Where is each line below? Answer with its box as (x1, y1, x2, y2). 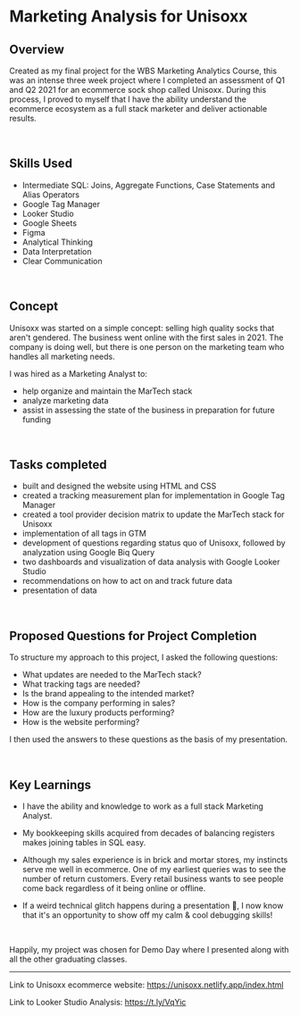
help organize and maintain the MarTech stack (21, 386, 193, 396)
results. (9, 113, 37, 123)
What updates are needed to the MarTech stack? (21, 670, 203, 680)
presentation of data (21, 585, 97, 595)
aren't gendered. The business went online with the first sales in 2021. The (9, 332, 284, 343)
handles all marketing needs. (9, 351, 115, 362)
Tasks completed (9, 457, 107, 472)
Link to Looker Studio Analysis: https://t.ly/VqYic (9, 997, 187, 1008)
